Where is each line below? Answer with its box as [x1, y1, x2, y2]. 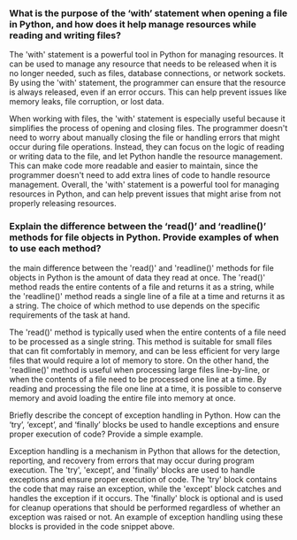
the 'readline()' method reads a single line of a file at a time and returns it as [9, 290, 286, 301]
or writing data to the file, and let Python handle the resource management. [9, 151, 283, 162]
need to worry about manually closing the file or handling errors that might [9, 132, 280, 143]
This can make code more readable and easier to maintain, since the [9, 160, 259, 171]
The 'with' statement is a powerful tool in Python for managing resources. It [9, 50, 285, 60]
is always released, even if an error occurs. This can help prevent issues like [9, 87, 287, 97]
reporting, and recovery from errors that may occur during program [9, 455, 255, 466]
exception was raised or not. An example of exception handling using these [9, 512, 284, 522]
